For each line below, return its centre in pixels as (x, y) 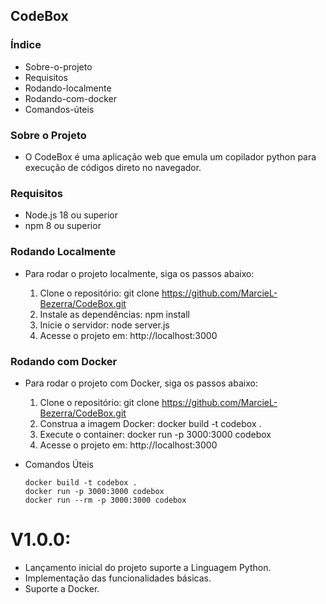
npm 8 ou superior (63, 226)
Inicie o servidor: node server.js (104, 325)
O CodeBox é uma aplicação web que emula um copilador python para (170, 156)
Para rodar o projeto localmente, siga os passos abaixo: (139, 273)
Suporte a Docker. (62, 588)
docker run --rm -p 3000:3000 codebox (105, 500)
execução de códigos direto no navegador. (113, 167)
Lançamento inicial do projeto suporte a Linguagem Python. (148, 567)
